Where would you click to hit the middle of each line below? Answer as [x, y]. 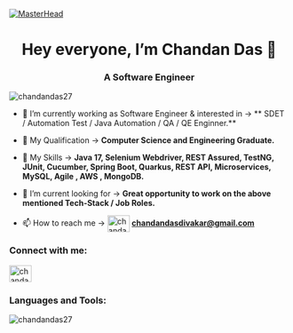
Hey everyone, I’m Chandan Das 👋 [149, 50]
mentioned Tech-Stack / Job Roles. [88, 203]
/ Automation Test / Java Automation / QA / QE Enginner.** [129, 123]
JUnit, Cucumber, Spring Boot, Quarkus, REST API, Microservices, [146, 167]
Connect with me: [48, 250]
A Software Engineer [149, 77]
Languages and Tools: [58, 300]
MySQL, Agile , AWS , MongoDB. [83, 177]
